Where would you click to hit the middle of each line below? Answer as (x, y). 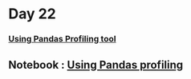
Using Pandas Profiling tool (62, 39)
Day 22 (32, 14)
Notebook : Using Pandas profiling (96, 65)
